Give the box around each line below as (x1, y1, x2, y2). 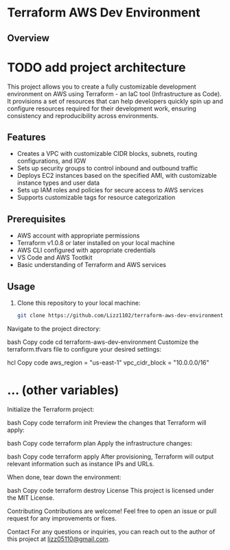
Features (7, 131, 46, 143)
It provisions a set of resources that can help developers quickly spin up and (7, 97, 223, 105)
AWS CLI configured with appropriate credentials (16, 246, 156, 255)
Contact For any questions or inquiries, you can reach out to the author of (7, 527, 216, 536)
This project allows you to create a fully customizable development (7, 82, 196, 91)
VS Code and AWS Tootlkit (16, 253, 93, 262)
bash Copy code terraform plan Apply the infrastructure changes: (7, 439, 193, 447)
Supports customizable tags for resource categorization (16, 194, 176, 202)
